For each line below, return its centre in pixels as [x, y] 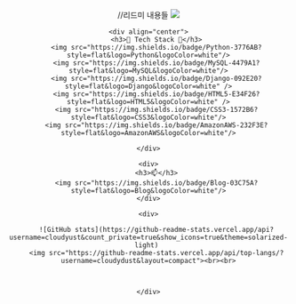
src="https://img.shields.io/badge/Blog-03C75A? [166, 183]
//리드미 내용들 [143, 15]
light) [146, 245]
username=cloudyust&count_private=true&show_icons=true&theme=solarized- [148, 237]
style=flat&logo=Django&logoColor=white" [142, 86]
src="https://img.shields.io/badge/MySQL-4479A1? [166, 63]
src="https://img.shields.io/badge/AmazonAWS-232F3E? [166, 125]
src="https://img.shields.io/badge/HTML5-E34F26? [166, 94]
